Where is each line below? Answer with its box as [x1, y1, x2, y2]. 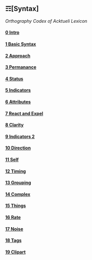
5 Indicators [5, 87, 31, 93]
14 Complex [5, 191, 31, 197]
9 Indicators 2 [5, 133, 35, 139]
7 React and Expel [5, 110, 44, 116]
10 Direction [5, 145, 31, 151]
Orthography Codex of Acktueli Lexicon [5, 18, 87, 24]
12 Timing [5, 168, 26, 174]
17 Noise [5, 226, 24, 232]
